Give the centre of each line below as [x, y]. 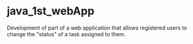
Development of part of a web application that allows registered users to [97, 28]
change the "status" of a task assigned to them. [66, 34]
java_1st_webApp [51, 11]
